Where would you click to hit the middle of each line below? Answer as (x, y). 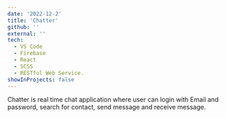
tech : (15, 40)
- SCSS (23, 66)
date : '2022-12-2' (34, 14)
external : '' (27, 34)
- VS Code (28, 47)
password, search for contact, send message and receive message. (107, 107)
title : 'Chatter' (33, 20)
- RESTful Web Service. (49, 73)
